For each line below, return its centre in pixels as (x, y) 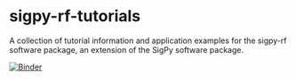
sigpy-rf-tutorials (75, 16)
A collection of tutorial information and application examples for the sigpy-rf (148, 40)
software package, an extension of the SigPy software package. (127, 49)
